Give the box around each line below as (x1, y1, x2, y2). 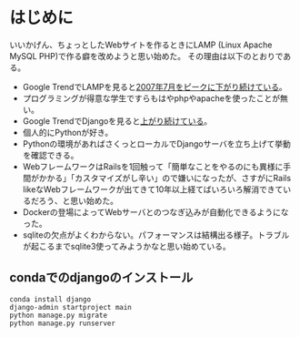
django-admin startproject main (9, 302, 132, 311)
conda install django (9, 294, 92, 304)
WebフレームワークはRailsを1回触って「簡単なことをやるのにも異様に (22, 160, 284, 172)
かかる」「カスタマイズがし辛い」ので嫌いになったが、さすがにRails (38, 172, 292, 183)
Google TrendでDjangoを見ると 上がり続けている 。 (22, 115, 213, 127)
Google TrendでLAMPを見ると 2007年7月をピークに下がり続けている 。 (22, 81, 288, 92)
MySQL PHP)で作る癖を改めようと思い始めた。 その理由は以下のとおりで (9, 50, 284, 61)
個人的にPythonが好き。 (22, 127, 114, 138)
